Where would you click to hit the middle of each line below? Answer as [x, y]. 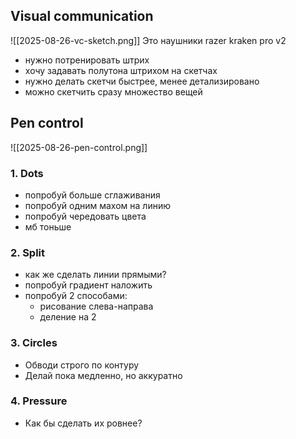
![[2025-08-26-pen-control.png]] [79, 147]
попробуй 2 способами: [76, 296]
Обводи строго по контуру [82, 365]
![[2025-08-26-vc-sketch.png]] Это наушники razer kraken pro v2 [148, 40]
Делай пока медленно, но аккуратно [103, 375]
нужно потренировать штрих [87, 60]
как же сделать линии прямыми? [95, 275]
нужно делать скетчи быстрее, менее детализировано [142, 81]
